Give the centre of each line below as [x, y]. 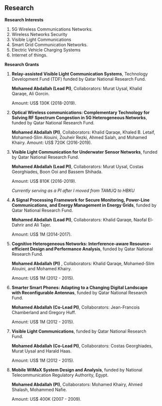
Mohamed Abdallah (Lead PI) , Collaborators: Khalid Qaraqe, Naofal [79, 220]
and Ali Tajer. [38, 225]
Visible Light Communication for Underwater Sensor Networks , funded [84, 152]
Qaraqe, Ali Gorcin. [31, 93]
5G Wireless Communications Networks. [52, 29]
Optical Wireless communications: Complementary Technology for [81, 112]
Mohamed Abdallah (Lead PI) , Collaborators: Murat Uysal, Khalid [77, 88]
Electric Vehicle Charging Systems [46, 50]
